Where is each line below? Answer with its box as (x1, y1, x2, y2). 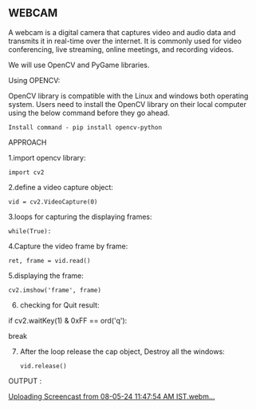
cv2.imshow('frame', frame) (8, 286, 102, 294)
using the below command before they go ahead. (8, 108, 170, 117)
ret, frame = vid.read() (8, 256, 91, 264)
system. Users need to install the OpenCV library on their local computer (8, 99, 247, 109)
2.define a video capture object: (8, 182, 114, 192)
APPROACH (8, 137, 47, 147)
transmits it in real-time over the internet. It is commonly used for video (8, 36, 242, 46)
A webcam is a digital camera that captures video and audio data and (8, 27, 236, 37)
